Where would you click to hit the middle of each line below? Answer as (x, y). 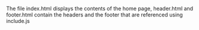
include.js (18, 21)
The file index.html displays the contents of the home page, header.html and (100, 9)
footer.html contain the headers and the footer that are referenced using (94, 15)
